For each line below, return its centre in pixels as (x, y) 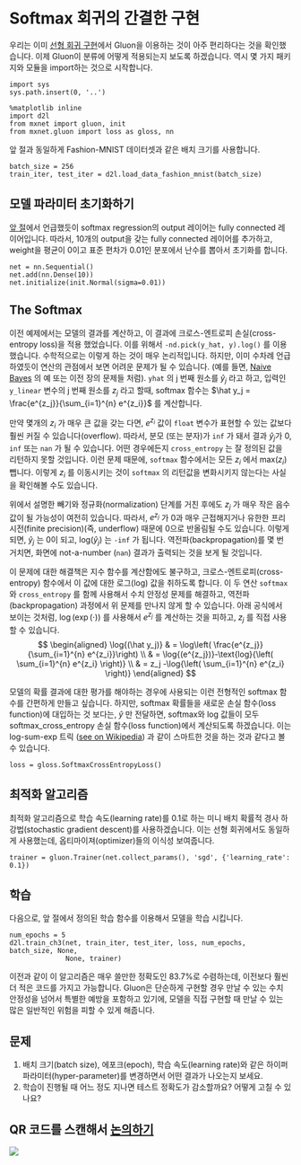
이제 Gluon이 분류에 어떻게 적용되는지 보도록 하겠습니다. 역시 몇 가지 (155, 56)
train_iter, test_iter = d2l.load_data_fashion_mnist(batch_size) (136, 174)
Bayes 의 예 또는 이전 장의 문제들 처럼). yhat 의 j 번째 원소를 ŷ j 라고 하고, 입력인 (148, 379)
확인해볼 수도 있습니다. (58, 485)
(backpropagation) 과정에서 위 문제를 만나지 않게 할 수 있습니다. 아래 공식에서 (146, 605)
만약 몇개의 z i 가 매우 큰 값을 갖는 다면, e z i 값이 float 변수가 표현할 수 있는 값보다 (150, 423)
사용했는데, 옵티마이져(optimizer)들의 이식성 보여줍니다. (116, 840)
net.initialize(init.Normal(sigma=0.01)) (88, 282)
